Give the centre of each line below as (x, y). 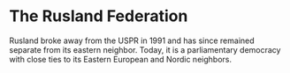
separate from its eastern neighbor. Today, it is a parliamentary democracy (145, 49)
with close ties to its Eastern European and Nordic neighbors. (121, 59)
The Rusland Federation (99, 16)
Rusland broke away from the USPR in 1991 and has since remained (132, 40)
